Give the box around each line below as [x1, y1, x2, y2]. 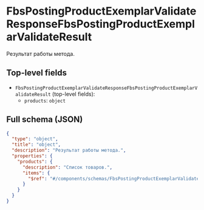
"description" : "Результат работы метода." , [12, 147, 126, 154]
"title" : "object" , [12, 141, 61, 148]
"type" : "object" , [12, 136, 59, 142]
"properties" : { [12, 153, 53, 159]
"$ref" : [28, 175, 47, 181]
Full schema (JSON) [6, 114, 83, 125]
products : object [24, 97, 66, 104]
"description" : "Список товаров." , [22, 164, 113, 171]
